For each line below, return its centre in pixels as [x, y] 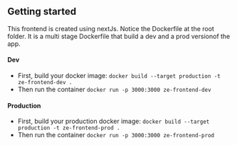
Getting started [42, 12]
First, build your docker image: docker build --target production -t [119, 76]
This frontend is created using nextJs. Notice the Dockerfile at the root [111, 28]
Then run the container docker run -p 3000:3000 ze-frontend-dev [114, 89]
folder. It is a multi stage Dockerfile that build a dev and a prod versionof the [119, 36]
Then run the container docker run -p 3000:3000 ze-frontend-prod [116, 135]
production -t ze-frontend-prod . [69, 128]
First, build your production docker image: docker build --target [114, 121]
